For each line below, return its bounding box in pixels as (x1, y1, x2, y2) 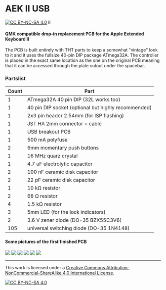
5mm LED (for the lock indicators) (27, 209, 106, 216)
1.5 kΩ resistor (27, 201, 62, 208)
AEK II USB (5, 3, 50, 14)
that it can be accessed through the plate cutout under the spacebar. (5, 63, 145, 69)
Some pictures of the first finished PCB (5, 239, 87, 245)
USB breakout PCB (27, 128, 71, 135)
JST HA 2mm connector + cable (27, 120, 102, 127)
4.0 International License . (62, 270, 115, 276)
